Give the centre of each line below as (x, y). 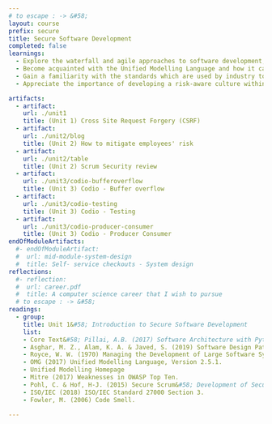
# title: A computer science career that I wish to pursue (119, 294)
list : (32, 332)
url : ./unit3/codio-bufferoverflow (83, 182)
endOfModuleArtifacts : (47, 242)
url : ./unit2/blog (54, 136)
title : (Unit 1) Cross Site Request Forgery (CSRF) (112, 121)
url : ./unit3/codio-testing (70, 203)
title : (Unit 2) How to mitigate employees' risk (108, 143)
